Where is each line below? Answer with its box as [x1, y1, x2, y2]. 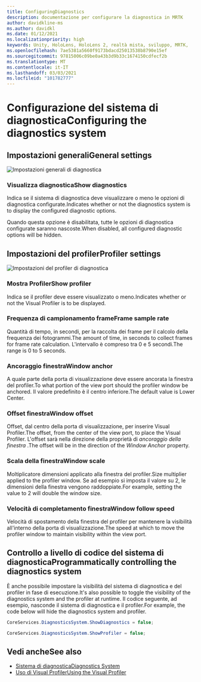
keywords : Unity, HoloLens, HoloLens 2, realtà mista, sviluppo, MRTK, [7, 42, 188, 48]
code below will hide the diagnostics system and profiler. [7, 607, 147, 615]
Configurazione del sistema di [7, 101, 159, 115]
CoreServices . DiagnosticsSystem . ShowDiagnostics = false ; [7, 619, 154, 625]
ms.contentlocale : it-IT [7, 64, 69, 70]
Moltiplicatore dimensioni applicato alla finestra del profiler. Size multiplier [7, 470, 187, 478]
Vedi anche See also [7, 646, 82, 657]
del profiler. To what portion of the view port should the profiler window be [7, 382, 188, 389]
